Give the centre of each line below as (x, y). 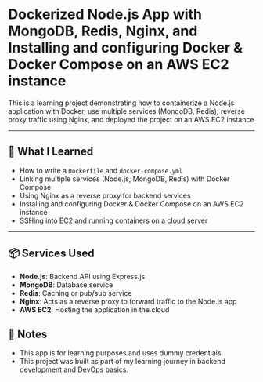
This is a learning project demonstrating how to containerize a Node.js (121, 103)
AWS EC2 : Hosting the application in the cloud (94, 309)
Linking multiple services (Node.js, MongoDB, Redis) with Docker (124, 179)
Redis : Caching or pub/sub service (76, 293)
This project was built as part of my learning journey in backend (122, 362)
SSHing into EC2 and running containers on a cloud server (113, 220)
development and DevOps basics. (74, 369)
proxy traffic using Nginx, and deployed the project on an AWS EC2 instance (131, 119)
